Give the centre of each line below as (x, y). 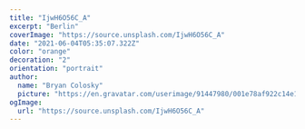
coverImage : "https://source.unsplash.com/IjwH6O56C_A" (117, 35)
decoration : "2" (40, 60)
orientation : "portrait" (56, 69)
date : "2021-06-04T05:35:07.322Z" (75, 43)
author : (24, 77)
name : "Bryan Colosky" (60, 85)
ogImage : (26, 102)
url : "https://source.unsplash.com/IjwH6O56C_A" (111, 111)
